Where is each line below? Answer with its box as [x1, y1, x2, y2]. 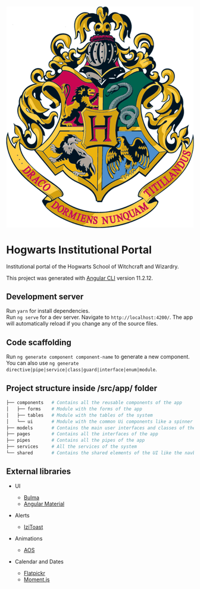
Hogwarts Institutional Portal [6, 243, 152, 256]
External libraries [6, 466, 71, 477]
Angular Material [23, 500, 65, 507]
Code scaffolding [6, 337, 71, 348]
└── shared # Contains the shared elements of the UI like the [6, 450, 183, 456]
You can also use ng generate [6, 359, 79, 367]
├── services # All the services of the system [6, 444, 137, 450]
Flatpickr [23, 569, 46, 576]
